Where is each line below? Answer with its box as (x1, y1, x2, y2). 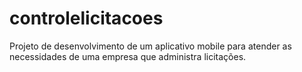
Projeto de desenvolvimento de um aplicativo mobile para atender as (9, 40, 292, 52)
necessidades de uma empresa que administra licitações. (9, 50, 247, 62)
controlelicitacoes (9, 7, 164, 30)
